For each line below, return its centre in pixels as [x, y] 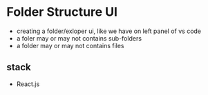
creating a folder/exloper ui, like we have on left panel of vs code [109, 31]
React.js [28, 84]
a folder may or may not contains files [70, 45]
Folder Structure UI [62, 12]
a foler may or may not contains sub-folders [79, 38]
